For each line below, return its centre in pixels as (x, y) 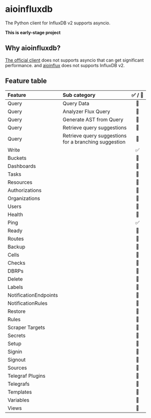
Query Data (76, 103)
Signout (17, 359)
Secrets (17, 335)
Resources (20, 182)
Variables (19, 400)
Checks (17, 263)
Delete (15, 279)
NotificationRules (28, 303)
